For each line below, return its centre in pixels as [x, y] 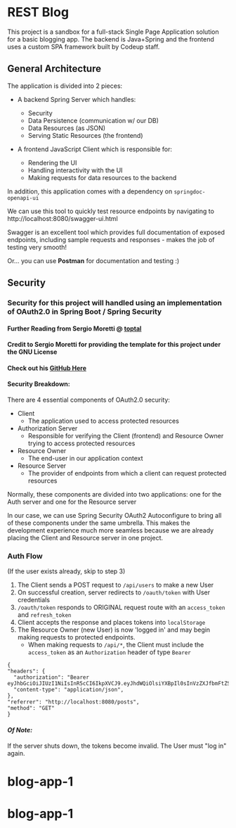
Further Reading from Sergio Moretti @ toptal [74, 329]
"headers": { [26, 671]
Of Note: [20, 730]
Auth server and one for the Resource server [72, 502]
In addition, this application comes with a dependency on [90, 191]
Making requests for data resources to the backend [102, 177]
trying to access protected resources [81, 443]
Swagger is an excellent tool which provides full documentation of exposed [116, 232]
